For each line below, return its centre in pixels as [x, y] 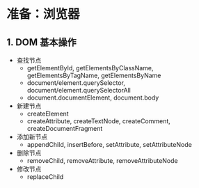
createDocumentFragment [65, 128]
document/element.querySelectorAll [79, 90]
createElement [48, 113]
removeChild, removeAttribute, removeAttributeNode [102, 160]
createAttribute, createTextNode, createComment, [99, 121]
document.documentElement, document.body [93, 97]
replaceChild [45, 177]
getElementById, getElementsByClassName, [90, 68]
